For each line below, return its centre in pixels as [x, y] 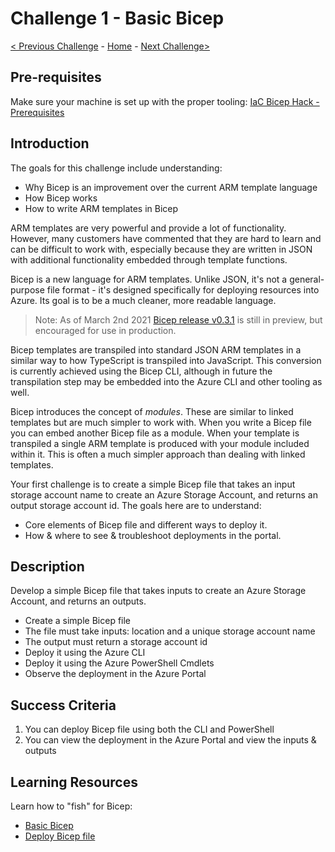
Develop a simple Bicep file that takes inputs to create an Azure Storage [158, 591]
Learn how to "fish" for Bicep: [71, 806]
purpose [27, 289]
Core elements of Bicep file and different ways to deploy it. [146, 524]
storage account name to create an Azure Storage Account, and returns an [164, 494]
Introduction [50, 143]
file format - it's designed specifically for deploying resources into [183, 289]
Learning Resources [74, 782]
